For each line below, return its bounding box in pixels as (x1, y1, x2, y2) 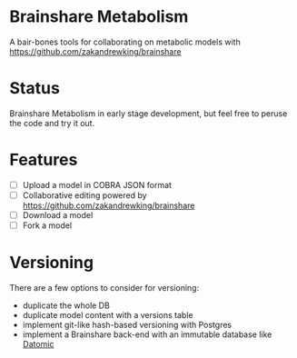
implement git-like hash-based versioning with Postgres (22, 320, 233, 330)
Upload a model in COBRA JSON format (22, 179, 173, 190)
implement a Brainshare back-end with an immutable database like (22, 329, 272, 340)
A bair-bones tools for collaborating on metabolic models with (9, 36, 241, 47)
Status (9, 78, 61, 99)
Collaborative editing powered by (22, 189, 147, 201)
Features (9, 150, 78, 170)
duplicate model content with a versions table (22, 310, 193, 320)
